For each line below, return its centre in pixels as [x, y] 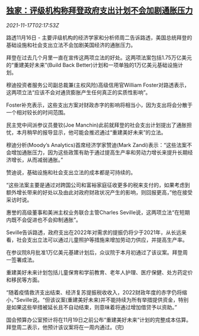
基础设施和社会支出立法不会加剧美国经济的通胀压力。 [71, 45]
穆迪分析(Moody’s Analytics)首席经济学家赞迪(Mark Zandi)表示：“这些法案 [97, 145]
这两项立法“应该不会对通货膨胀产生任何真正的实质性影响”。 [78, 92]
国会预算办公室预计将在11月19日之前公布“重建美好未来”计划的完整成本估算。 [99, 319]
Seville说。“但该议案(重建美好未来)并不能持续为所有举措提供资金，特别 [102, 300]
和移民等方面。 [24, 280]
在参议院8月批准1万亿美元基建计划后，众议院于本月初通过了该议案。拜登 [94, 252]
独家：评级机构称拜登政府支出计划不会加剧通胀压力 [99, 11]
